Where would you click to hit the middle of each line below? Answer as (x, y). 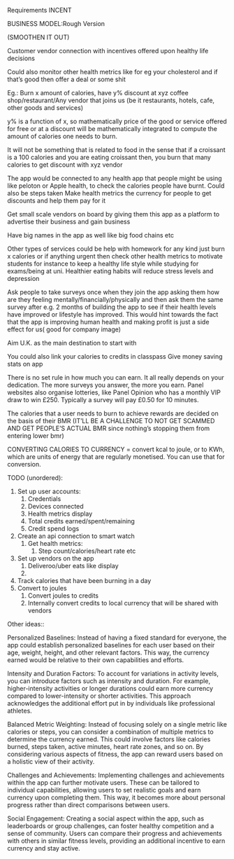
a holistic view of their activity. (51, 762)
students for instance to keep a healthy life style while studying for (103, 263)
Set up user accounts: (49, 491)
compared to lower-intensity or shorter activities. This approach (99, 696)
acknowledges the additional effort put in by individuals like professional (111, 703)
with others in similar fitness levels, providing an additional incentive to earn (116, 841)
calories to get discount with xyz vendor (65, 165)
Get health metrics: (55, 543)
